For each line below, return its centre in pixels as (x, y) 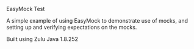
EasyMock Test (26, 9)
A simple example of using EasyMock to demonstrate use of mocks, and (97, 21)
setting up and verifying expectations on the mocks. (72, 27)
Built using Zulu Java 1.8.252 (42, 39)
